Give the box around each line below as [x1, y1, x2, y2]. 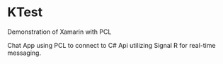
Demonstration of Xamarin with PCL [7, 27, 112, 36]
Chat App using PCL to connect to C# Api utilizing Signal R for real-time [7, 41, 216, 49]
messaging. [7, 49, 41, 57]
